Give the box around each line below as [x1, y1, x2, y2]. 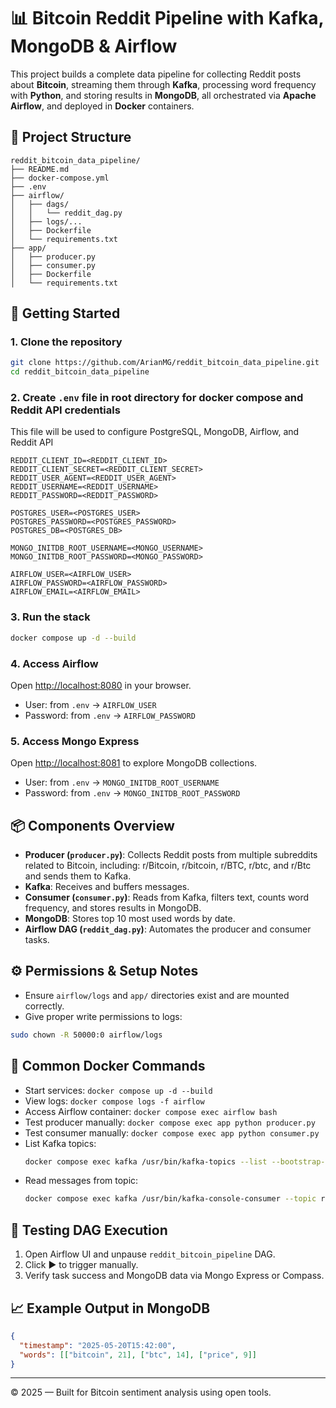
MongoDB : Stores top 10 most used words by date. [24, 913, 236, 925]
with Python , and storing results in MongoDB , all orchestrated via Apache [10, 89, 317, 101]
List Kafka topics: [24, 1137, 97, 1149]
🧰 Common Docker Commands [10, 1058, 206, 1075]
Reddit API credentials [10, 403, 121, 417]
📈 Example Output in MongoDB [10, 1300, 211, 1317]
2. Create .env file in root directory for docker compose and [10, 391, 304, 405]
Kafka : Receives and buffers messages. [24, 881, 190, 893]
